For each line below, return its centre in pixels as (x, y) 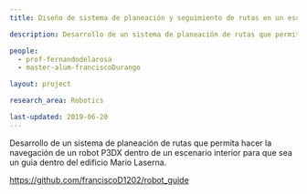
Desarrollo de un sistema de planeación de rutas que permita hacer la (141, 143)
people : (24, 51)
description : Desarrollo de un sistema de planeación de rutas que (141, 34)
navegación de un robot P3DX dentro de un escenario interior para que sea (151, 152)
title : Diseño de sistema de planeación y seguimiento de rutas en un (147, 18)
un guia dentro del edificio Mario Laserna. (88, 162)
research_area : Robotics (57, 101)
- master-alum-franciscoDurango (79, 68)
